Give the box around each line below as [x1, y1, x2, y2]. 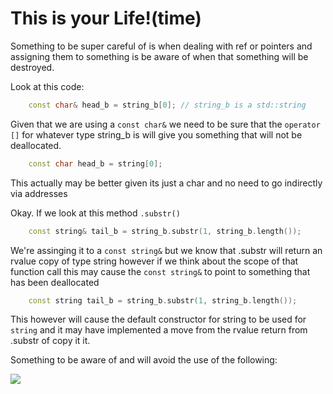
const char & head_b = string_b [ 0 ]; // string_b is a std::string [28, 100, 307, 110]
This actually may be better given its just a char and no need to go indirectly [10, 177, 323, 189]
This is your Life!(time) [10, 7, 202, 30]
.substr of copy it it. [10, 335, 91, 347]
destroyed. [10, 61, 55, 73]
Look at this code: [10, 80, 85, 92]
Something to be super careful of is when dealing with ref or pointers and [10, 40, 313, 52]
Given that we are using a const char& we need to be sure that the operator [10, 118, 321, 130]
